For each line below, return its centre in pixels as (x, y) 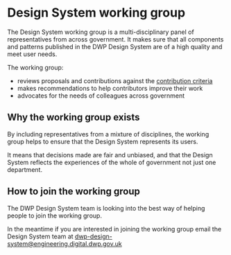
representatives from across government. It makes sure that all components (115, 39)
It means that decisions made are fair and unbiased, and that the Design (110, 155)
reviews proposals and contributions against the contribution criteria (115, 80)
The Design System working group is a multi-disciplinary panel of (101, 32)
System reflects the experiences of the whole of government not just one (112, 162)
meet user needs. (32, 54)
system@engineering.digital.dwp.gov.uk (65, 243)
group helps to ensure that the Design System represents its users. (103, 141)
